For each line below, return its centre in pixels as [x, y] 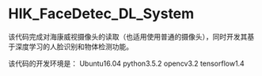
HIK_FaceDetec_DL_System [101, 14]
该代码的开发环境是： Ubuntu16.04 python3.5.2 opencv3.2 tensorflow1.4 [127, 63]
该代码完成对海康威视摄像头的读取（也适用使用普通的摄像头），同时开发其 [128, 36]
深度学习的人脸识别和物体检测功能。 [74, 46]
